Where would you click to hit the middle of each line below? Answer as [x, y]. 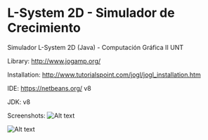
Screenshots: [26, 115]
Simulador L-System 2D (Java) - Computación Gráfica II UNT [96, 47]
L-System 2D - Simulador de [91, 13]
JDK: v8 [19, 102]
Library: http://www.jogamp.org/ [54, 61]
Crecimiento [44, 28]
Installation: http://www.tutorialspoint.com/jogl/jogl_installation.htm [104, 75]
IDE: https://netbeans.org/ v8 [49, 88]
